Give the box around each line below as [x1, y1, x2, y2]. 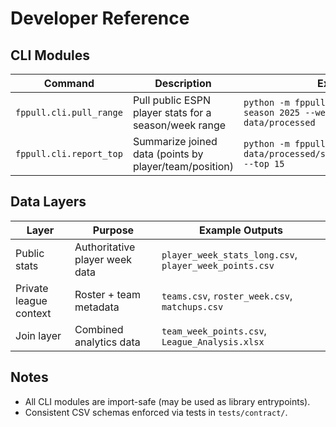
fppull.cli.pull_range [15, 107, 123, 118]
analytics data [74, 335, 141, 349]
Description [154, 77, 212, 90]
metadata [74, 300, 120, 314]
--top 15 [243, 158, 285, 169]
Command [43, 77, 95, 90]
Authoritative [74, 240, 136, 254]
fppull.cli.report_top [15, 148, 123, 159]
